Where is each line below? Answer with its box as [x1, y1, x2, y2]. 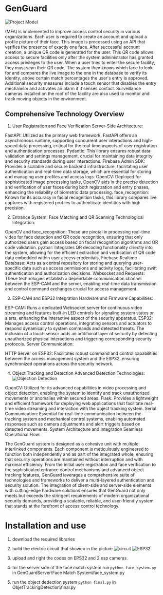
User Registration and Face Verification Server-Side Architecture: [12, 123, 143, 129]
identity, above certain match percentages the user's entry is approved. [5, 75, 149, 81]
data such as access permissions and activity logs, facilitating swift [22, 265, 157, 271]
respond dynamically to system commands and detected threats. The [5, 325, 145, 331]
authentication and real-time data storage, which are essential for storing [5, 169, 152, 174]
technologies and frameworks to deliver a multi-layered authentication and [5, 477, 155, 483]
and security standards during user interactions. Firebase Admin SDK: [5, 158, 145, 164]
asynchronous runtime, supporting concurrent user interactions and [5, 137, 141, 143]
